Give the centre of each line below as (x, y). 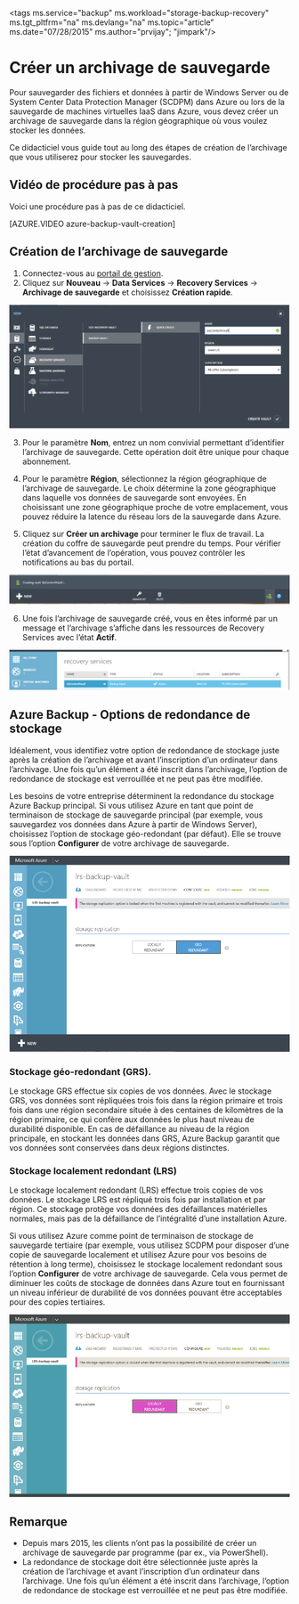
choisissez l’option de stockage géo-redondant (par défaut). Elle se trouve (145, 834)
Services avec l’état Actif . (69, 638)
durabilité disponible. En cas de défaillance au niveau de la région (129, 1128)
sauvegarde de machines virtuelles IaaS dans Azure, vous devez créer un (144, 111)
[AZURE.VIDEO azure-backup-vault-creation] (93, 224)
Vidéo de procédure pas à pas (94, 185)
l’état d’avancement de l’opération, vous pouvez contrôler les (133, 552)
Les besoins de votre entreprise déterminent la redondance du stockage (141, 795)
